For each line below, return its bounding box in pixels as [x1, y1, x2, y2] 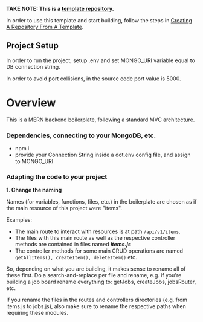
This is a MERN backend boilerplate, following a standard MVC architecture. [6, 116, 195, 123]
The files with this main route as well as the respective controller [14, 234, 176, 242]
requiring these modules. [6, 309, 69, 317]
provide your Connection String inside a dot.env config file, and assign [14, 151, 191, 159]
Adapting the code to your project [6, 172, 108, 181]
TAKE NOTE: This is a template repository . [6, 5, 115, 12]
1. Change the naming [6, 187, 62, 194]
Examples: [6, 216, 32, 224]
